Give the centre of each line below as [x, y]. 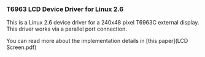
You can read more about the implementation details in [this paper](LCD [97, 41]
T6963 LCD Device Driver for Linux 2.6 [65, 9]
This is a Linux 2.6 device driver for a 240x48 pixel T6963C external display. [103, 23]
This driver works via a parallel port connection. [67, 29]
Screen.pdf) [21, 47]
